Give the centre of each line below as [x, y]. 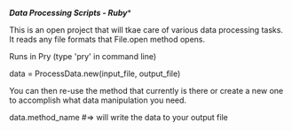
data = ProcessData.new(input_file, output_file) [95, 73]
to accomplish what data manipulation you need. [98, 100]
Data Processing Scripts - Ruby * [70, 13]
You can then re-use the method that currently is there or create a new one [146, 91]
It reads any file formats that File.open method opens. [107, 39]
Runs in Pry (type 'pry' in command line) [83, 56]
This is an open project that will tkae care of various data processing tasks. [146, 30]
